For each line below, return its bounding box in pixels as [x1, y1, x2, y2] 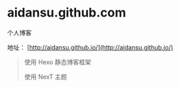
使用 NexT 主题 [24, 72, 67, 81]
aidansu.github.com [7, 5, 127, 21]
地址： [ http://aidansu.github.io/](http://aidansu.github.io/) [7, 43, 174, 51]
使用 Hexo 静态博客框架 [24, 57, 91, 66]
